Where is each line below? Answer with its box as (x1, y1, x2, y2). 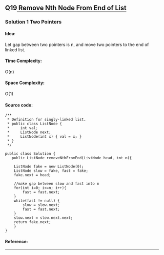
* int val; (7, 126, 38, 131)
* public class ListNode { (7, 122, 62, 127)
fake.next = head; (14, 173, 51, 178)
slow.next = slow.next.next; (14, 215, 73, 220)
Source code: (5, 102, 33, 108)
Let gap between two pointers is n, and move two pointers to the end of (5, 42, 149, 47)
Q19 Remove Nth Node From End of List (5, 4, 127, 12)
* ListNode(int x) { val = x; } (7, 134, 82, 139)
